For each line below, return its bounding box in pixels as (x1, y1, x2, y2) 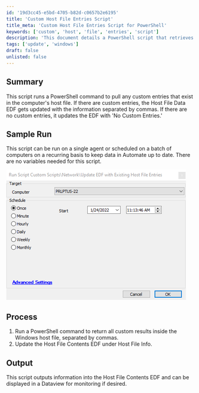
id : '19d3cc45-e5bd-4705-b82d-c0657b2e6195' (6, 10, 119, 16)
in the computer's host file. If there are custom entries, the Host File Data (6, 99, 186, 106)
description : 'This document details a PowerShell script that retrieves (6, 35, 194, 41)
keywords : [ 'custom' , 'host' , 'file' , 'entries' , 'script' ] (6, 29, 160, 35)
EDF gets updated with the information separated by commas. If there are (6, 105, 187, 113)
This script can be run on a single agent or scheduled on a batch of (6, 145, 172, 152)
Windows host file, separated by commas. (14, 334, 119, 341)
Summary (6, 77, 44, 87)
